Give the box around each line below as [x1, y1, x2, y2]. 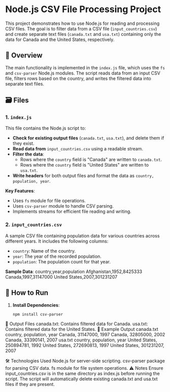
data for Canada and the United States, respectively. [5, 36, 115, 43]
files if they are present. [5, 381, 55, 387]
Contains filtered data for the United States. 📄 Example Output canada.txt [5, 326, 158, 332]
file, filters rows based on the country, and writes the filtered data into [5, 75, 151, 82]
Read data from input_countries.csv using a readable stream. [12, 146, 144, 152]
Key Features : [5, 188, 36, 194]
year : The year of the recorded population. [12, 253, 101, 259]
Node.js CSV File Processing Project [5, 4, 161, 15]
